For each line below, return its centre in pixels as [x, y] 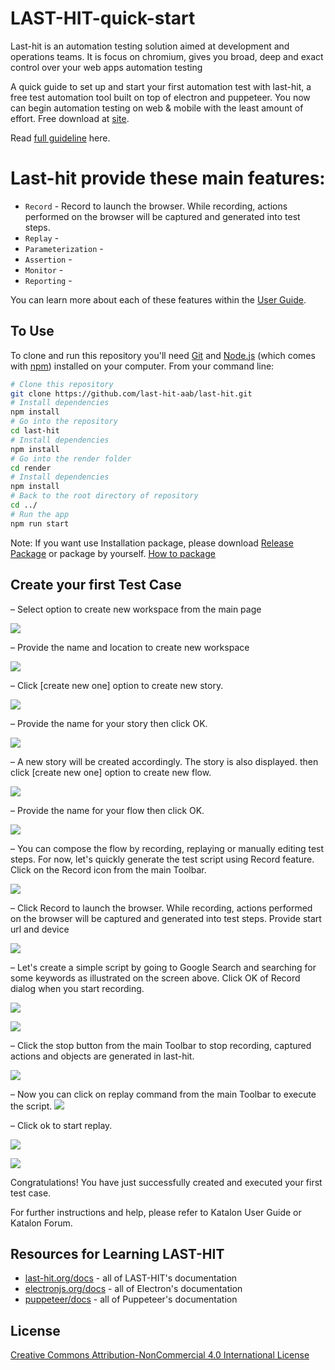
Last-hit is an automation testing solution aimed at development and [150, 46]
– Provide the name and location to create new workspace [130, 647]
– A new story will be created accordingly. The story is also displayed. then [164, 761]
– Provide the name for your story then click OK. [109, 723]
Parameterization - [64, 248]
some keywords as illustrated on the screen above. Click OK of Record [155, 978]
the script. [31, 1106]
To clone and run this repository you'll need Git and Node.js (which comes [163, 355]
